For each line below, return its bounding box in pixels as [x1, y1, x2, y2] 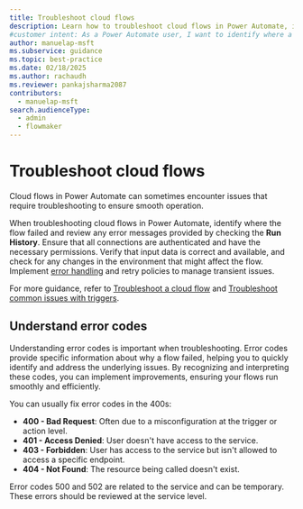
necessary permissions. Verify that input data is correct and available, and [9, 246, 286, 257]
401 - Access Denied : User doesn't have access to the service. [22, 434, 259, 446]
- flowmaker [17, 123, 63, 132]
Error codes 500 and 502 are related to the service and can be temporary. [9, 481, 285, 492]
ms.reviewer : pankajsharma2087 [9, 80, 127, 89]
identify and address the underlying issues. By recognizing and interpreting [9, 361, 289, 372]
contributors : [9, 88, 63, 97]
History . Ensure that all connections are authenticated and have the [9, 236, 262, 248]
